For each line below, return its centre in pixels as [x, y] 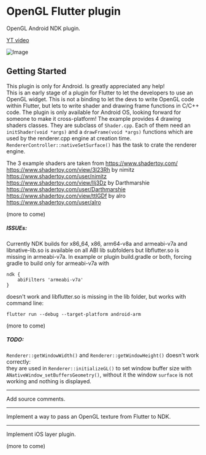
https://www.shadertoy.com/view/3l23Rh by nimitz [71, 169]
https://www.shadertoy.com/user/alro [54, 202]
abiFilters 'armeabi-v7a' [51, 280]
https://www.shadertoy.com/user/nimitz [57, 176]
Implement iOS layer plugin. [41, 434]
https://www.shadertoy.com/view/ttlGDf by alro [66, 196]
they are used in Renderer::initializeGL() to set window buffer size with [99, 368]
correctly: [19, 361]
